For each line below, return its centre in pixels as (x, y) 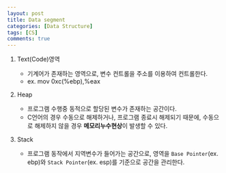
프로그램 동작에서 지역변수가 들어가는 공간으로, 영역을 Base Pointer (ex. (123, 154)
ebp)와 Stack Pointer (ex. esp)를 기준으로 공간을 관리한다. (106, 162)
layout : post (26, 13)
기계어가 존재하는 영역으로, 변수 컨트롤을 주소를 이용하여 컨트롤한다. (117, 74)
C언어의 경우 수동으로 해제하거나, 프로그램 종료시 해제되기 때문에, (114, 118)
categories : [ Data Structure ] (50, 26)
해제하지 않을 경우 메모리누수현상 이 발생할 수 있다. (101, 126)
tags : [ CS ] (23, 32)
